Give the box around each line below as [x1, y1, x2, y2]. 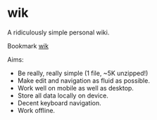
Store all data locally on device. [17, 91, 109, 100]
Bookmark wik [7, 41, 49, 50]
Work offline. [17, 106, 55, 114]
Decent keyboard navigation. [17, 98, 102, 107]
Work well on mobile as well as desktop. [17, 84, 134, 92]
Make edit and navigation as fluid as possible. [17, 76, 150, 85]
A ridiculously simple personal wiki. [7, 28, 110, 36]
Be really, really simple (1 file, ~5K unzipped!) [17, 69, 149, 77]
